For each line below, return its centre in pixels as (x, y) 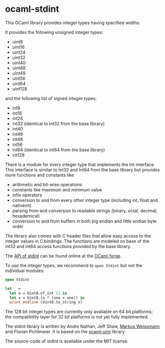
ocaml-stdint (32, 9)
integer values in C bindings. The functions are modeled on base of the (77, 241)
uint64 (19, 83)
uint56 (19, 78)
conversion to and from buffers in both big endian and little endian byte (84, 221)
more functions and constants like (40, 175)
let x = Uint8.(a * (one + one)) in (47, 298)
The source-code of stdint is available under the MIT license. (67, 341)
